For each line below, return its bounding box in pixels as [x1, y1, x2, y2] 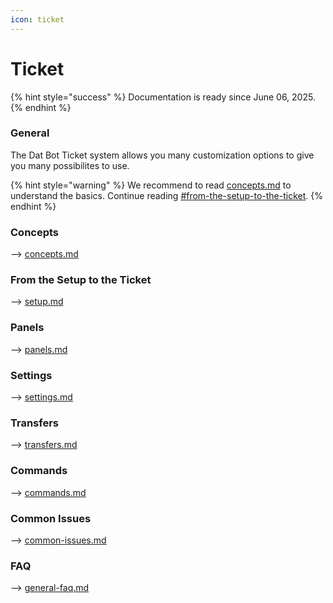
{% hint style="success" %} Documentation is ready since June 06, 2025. [10, 91, 316, 103]
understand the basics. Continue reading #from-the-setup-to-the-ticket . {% [10, 189, 323, 201]
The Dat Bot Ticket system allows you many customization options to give [10, 149, 315, 161]
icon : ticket [10, 14, 65, 25]
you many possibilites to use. [10, 159, 130, 171]
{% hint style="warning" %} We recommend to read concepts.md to [10, 179, 292, 191]
